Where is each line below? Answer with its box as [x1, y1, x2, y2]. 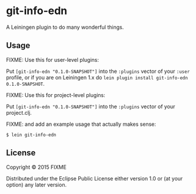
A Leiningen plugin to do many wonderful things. [6, 24, 124, 31]
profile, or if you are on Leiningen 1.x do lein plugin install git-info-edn [6, 73, 188, 81]
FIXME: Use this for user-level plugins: [6, 56, 99, 63]
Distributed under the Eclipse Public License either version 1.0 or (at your [6, 175, 183, 182]
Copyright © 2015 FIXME [6, 163, 67, 170]
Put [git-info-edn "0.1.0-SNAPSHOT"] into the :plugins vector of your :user [6, 68, 190, 75]
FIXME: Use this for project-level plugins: [6, 91, 106, 98]
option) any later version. [6, 181, 67, 188]
